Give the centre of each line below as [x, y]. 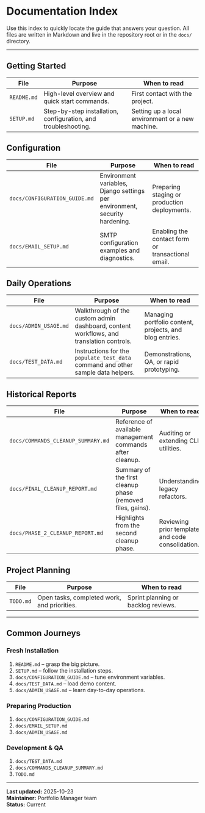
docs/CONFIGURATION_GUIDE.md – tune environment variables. [90, 677]
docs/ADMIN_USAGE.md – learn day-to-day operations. [80, 690]
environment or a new [162, 118]
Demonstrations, [168, 354]
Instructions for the [102, 351]
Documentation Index [62, 11]
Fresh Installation [33, 651]
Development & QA [35, 748]
